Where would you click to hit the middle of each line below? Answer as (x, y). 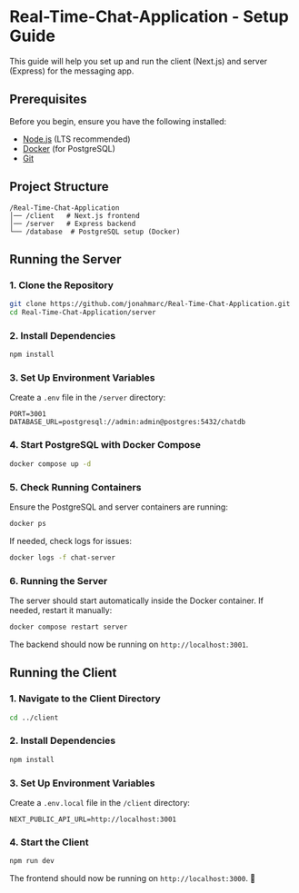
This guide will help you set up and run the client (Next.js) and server (139, 61)
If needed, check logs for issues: (70, 541)
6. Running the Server (59, 580)
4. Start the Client (49, 842)
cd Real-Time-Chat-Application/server (83, 313)
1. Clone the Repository (61, 285)
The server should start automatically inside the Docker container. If (136, 600)
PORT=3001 (28, 414)
